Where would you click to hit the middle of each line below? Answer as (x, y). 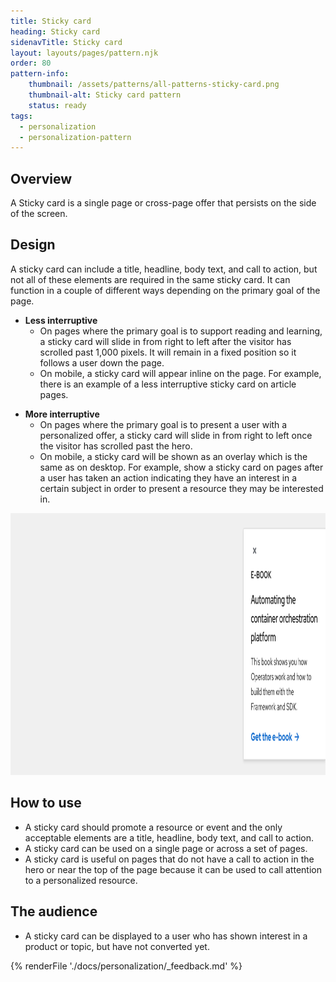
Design (33, 245)
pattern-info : (40, 74)
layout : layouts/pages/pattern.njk (84, 53)
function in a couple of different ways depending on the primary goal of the (165, 290)
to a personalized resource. (81, 880)
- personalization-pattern (75, 137)
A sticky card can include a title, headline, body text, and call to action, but (164, 269)
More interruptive (62, 414)
